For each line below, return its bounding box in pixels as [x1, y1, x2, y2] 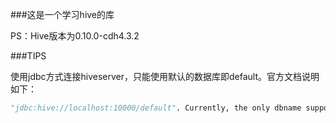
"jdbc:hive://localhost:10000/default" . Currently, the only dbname [10, 103, 302, 113]
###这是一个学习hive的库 [10, 9, 115, 20]
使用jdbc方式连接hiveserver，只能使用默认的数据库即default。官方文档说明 [10, 71, 320, 82]
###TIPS [10, 50, 47, 62]
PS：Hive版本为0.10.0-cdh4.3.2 [10, 30, 140, 42]
